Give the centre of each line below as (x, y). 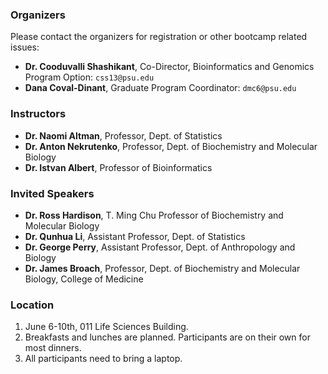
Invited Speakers (52, 193)
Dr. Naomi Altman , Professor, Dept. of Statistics (123, 135)
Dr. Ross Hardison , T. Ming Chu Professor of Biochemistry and (154, 215)
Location (32, 305)
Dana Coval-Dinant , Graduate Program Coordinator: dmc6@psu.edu (160, 88)
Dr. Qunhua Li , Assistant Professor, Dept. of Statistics (135, 236)
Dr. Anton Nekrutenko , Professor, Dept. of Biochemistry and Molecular (171, 146)
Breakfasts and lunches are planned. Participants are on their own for (167, 337)
